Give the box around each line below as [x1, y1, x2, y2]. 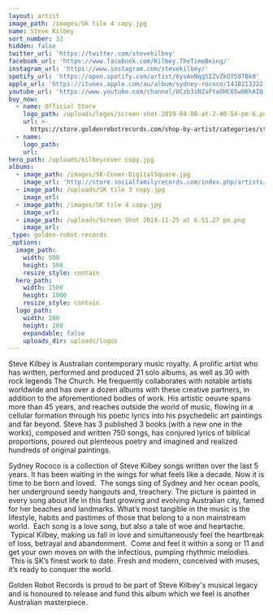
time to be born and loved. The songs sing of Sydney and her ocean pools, [8, 479, 261, 488]
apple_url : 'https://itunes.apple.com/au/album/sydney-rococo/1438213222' [8, 80, 267, 88]
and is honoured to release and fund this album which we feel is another [8, 589, 250, 599]
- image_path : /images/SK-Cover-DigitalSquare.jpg [15, 171, 191, 179]
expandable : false [23, 329, 85, 337]
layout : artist [8, 11, 60, 20]
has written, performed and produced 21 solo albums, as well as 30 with [8, 367, 250, 378]
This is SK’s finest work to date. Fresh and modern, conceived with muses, [10, 556, 260, 565]
